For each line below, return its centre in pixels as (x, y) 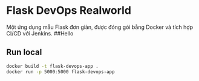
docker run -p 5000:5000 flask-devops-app (60, 72)
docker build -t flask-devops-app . (52, 66)
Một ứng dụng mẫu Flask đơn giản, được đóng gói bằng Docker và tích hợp (100, 27)
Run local (24, 52)
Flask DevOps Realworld (69, 10)
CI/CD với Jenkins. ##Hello (40, 33)
